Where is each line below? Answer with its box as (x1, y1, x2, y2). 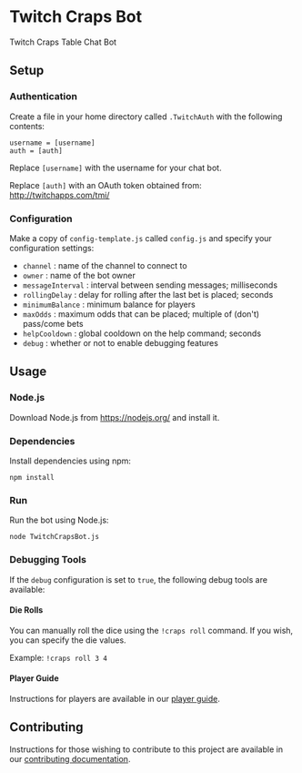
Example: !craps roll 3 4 (9, 652, 107, 663)
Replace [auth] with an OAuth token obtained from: (9, 179, 202, 190)
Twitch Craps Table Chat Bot (9, 36, 116, 47)
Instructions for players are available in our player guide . (9, 693, 220, 704)
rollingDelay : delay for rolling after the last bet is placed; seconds (22, 289, 274, 300)
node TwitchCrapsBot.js (9, 533, 100, 542)
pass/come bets (22, 318, 84, 329)
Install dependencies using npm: (9, 455, 132, 466)
